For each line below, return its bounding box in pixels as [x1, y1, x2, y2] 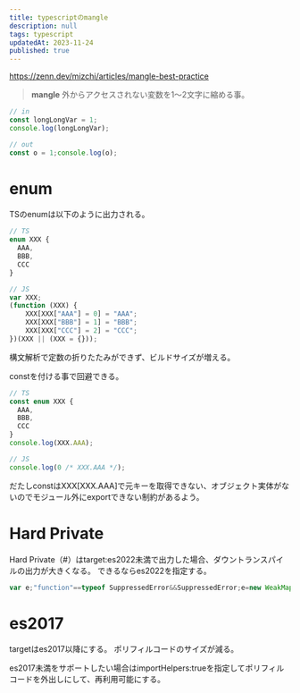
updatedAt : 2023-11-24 [9, 38, 94, 47]
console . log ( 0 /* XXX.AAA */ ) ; [9, 462, 126, 472]
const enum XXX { [9, 397, 74, 406]
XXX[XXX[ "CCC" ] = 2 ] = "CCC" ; [25, 326, 138, 335]
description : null [9, 21, 78, 30]
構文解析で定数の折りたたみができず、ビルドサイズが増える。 [9, 351, 236, 362]
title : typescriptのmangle [9, 13, 109, 22]
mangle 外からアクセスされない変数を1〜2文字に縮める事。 [30, 89, 250, 100]
